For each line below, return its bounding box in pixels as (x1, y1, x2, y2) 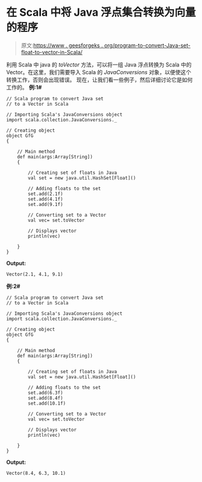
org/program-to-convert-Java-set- (104, 42, 191, 49)
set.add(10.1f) (28, 400, 66, 406)
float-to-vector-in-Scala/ (21, 48, 83, 56)
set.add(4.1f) (28, 196, 63, 202)
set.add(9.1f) (28, 201, 63, 207)
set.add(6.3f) (28, 390, 63, 396)
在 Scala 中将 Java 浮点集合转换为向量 (6, 5, 196, 19)
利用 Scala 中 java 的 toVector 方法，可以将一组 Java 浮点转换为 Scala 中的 (6, 61, 192, 68)
